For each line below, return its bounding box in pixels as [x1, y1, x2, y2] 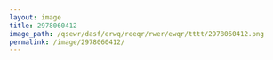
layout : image [9, 12, 62, 22]
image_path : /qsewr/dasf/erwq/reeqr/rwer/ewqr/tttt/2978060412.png [9, 29, 265, 38]
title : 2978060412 [9, 21, 77, 30]
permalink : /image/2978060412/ [9, 37, 125, 47]
